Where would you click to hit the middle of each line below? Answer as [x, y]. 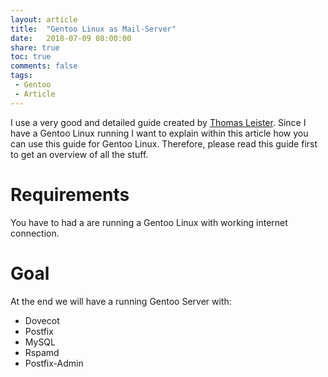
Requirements [70, 194]
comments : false [44, 66]
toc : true [31, 57]
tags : [21, 76]
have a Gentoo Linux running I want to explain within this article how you [159, 133]
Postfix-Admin [54, 363]
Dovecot [42, 320]
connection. [35, 233]
